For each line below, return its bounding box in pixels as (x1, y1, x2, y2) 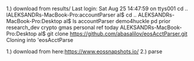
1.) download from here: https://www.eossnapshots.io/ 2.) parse (6, 48, 163, 55)
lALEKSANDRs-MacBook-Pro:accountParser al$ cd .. (6, 11, 137, 18)
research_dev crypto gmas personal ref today (6, 24, 119, 31)
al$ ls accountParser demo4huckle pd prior (63, 18, 171, 24)
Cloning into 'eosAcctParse (6, 37, 74, 43)
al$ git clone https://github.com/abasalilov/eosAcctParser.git (38, 30, 187, 37)
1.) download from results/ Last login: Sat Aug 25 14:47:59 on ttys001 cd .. (6, 5, 189, 12)
